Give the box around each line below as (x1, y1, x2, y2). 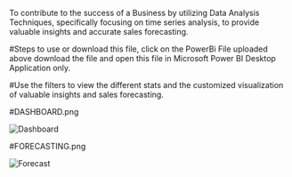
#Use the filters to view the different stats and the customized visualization (9, 80, 284, 90)
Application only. (9, 62, 71, 73)
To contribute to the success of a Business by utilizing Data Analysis (9, 8, 260, 18)
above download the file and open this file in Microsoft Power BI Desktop (9, 53, 276, 63)
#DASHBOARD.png (9, 107, 79, 117)
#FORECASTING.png (9, 141, 86, 151)
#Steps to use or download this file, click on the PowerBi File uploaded (9, 44, 269, 54)
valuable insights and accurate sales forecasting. (9, 27, 189, 36)
